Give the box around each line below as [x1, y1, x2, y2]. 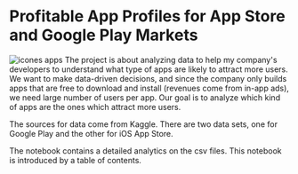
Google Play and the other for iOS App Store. [9, 128, 173, 138]
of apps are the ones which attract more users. [9, 101, 181, 112]
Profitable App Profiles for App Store [9, 6, 286, 27]
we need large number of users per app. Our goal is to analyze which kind [9, 91, 281, 103]
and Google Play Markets [9, 25, 198, 45]
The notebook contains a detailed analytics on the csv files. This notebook [9, 145, 282, 156]
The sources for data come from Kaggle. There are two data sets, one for [9, 118, 278, 130]
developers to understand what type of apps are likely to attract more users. [9, 64, 289, 75]
